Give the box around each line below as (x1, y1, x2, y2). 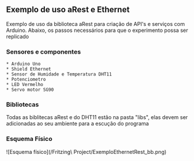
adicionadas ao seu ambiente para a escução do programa (6, 120, 149, 127)
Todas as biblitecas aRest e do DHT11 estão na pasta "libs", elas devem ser (6, 114, 188, 121)
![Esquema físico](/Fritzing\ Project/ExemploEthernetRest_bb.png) (6, 148, 167, 155)
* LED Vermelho (6, 82, 44, 88)
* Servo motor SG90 (6, 87, 54, 93)
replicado (6, 32, 29, 40)
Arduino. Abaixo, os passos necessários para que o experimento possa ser (6, 27, 189, 34)
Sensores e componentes (6, 47, 81, 55)
